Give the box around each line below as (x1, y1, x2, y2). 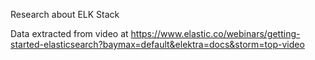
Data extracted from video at (10, 28, 129, 39)
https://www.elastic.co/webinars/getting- (130, 28, 301, 39)
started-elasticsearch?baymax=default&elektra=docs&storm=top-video (10, 39, 305, 50)
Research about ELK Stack (10, 9, 120, 20)
